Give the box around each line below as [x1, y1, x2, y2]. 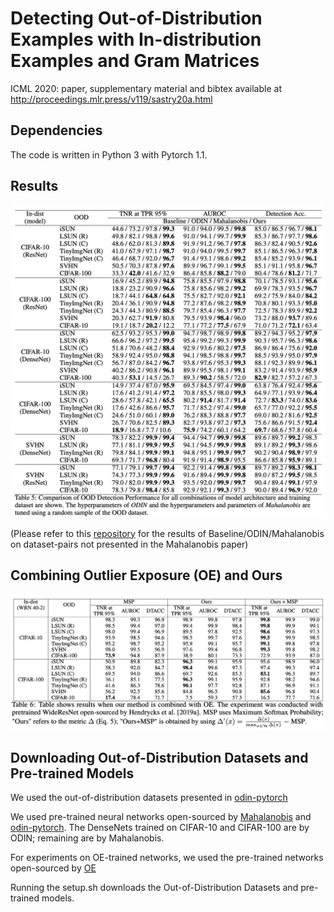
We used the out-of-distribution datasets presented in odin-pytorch [10, 792, 288, 804]
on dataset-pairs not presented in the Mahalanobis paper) [10, 538, 249, 550]
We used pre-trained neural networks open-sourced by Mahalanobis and [10, 811, 312, 823]
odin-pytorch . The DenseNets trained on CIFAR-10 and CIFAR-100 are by [10, 822, 310, 834]
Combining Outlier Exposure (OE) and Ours [10, 567, 283, 584]
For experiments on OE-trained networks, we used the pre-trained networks [10, 852, 324, 864]
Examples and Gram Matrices [10, 50, 260, 72]
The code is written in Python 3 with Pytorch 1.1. [10, 148, 208, 161]
